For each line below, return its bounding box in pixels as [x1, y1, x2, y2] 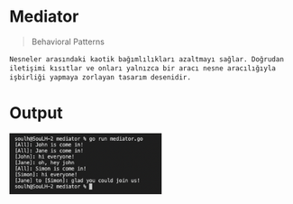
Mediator [9, 6, 79, 27]
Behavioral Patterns [31, 36, 105, 47]
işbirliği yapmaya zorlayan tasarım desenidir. [9, 72, 192, 82]
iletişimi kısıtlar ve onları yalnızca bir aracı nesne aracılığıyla [9, 63, 277, 73]
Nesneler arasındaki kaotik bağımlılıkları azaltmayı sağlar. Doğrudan [9, 54, 284, 64]
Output [9, 103, 63, 124]
